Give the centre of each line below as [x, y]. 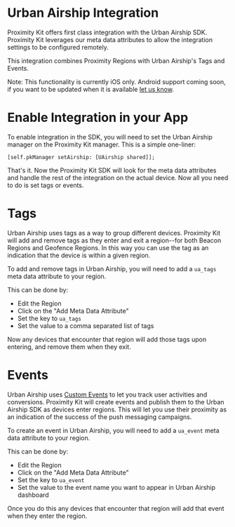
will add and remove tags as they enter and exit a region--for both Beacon [114, 240]
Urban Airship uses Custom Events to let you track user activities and [107, 395]
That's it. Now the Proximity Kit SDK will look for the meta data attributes [112, 170]
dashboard [33, 495]
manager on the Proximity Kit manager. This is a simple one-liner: [102, 144]
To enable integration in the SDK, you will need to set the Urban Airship [110, 137]
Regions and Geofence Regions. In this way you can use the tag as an [108, 247]
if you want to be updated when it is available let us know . [90, 89]
